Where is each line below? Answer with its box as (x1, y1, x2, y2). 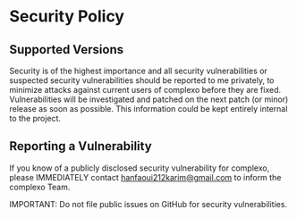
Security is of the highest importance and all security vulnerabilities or (9, 65, 268, 76)
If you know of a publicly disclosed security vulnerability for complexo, (9, 163, 270, 173)
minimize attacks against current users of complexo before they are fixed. (9, 85, 282, 95)
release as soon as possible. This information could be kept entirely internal (9, 104, 288, 113)
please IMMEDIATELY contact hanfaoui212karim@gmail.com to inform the (9, 172, 282, 182)
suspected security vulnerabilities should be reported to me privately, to (9, 75, 275, 86)
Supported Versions (9, 42, 123, 57)
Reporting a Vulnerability (9, 138, 152, 154)
